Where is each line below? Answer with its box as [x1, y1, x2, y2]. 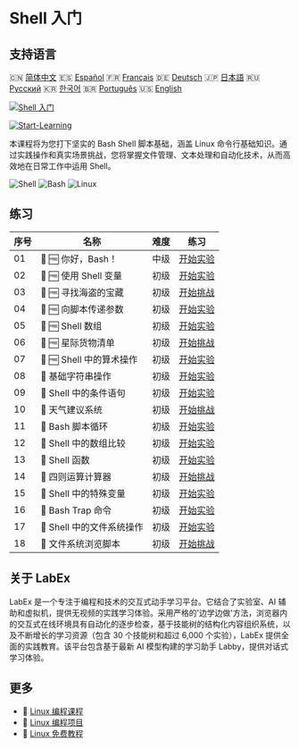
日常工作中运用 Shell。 [32, 161, 116, 171]
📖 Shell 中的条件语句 [40, 386, 126, 399]
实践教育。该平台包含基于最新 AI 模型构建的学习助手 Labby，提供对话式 [24, 641, 288, 651]
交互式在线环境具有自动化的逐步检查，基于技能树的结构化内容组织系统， [16, 618, 283, 629]
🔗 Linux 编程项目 [21, 717, 84, 728]
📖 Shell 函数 [40, 453, 90, 466]
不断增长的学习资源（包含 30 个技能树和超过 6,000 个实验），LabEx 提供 [16, 629, 281, 640]
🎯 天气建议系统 [40, 403, 103, 416]
